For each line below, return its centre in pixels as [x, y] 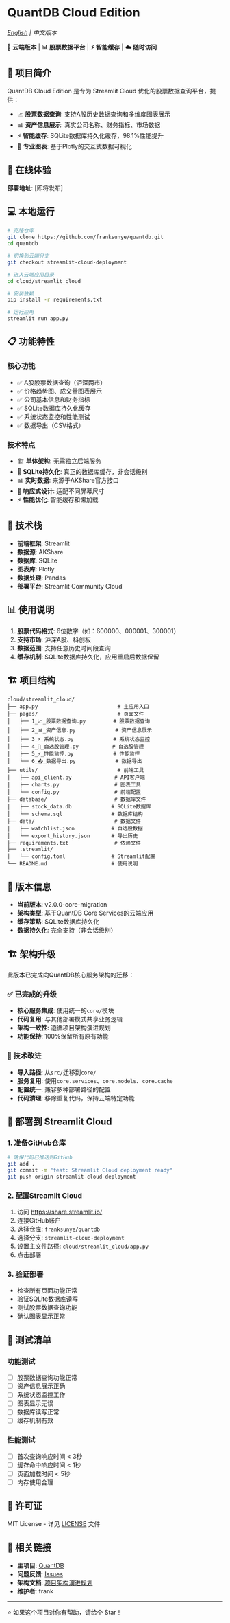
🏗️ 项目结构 [31, 680]
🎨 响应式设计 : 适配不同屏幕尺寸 [61, 491]
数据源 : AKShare [40, 552]
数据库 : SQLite [37, 560]
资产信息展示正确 [41, 1386]
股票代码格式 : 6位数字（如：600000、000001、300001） [98, 631]
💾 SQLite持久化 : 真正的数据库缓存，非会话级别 [82, 471]
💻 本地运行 [31, 211]
